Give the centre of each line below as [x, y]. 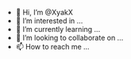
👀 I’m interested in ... [49, 21]
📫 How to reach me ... [52, 47]
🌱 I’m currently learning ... [58, 29]
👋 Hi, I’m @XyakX [44, 12]
